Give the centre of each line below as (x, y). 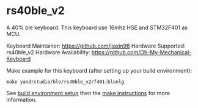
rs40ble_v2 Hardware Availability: (48, 52)
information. (22, 99)
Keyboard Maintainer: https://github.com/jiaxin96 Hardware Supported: (96, 46)
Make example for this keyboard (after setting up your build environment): (99, 70)
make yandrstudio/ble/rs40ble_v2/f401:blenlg (65, 82)
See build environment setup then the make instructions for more (88, 93)
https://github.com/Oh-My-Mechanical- (141, 52)
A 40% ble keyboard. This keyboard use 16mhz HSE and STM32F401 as (97, 27)
